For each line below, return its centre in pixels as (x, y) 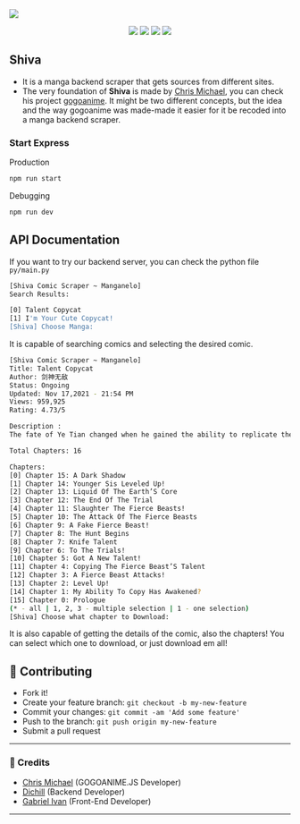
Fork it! (35, 693)
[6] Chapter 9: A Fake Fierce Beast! (79, 525)
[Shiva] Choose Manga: (51, 327)
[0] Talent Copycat (46, 310)
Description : (36, 427)
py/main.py (29, 270)
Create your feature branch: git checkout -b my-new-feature (134, 702)
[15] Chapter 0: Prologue (57, 600)
